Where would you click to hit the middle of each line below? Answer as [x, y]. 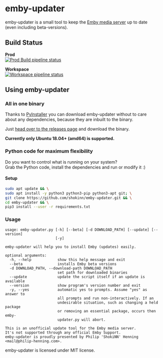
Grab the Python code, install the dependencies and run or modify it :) [75, 167]
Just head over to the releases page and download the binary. [68, 129]
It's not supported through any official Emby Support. [63, 333]
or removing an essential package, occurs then [107, 311]
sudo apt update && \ [27, 189]
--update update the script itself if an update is [77, 277]
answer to [15, 294]
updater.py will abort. [81, 320]
